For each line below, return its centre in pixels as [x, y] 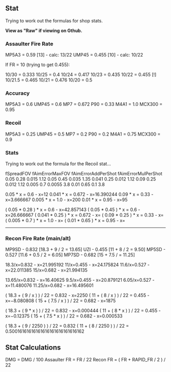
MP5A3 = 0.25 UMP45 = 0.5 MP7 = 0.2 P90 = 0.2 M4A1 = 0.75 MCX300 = [83, 134]
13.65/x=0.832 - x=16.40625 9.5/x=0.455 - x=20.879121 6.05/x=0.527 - [80, 280]
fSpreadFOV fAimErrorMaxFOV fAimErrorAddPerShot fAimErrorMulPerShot [84, 174]
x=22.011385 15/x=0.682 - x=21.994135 [47, 270]
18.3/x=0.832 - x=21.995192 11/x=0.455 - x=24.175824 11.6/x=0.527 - [78, 265]
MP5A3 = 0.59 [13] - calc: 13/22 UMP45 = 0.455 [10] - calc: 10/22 [74, 55]
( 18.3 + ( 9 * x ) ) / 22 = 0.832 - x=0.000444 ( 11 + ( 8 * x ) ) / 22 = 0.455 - [83, 311]
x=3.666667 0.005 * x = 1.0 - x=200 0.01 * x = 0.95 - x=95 [67, 200]
